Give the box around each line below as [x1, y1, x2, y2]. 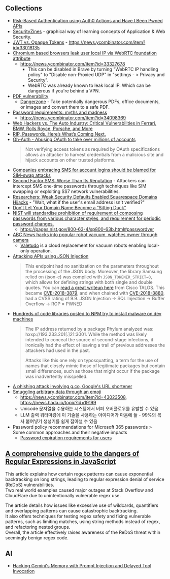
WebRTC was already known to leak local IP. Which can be [27, 82, 151, 88]
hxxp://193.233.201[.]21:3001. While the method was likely [25, 331, 147, 337]
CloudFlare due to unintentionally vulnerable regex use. [5, 492, 121, 498]
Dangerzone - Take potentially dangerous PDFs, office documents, [20, 99, 160, 105]
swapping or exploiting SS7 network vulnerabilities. [12, 188, 120, 195]
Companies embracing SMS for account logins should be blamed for [12, 167, 156, 173]
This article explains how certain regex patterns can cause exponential [5, 471, 153, 477]
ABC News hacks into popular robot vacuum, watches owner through [12, 231, 158, 238]
